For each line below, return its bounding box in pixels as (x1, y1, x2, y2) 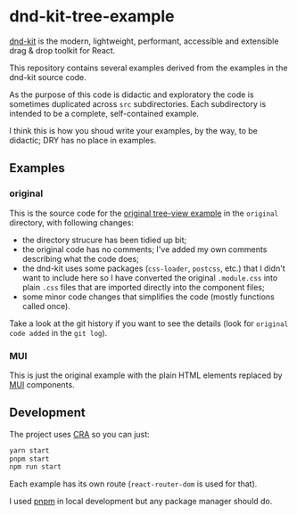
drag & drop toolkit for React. (9, 45, 116, 55)
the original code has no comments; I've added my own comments (21, 243, 268, 255)
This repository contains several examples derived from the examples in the (9, 62, 288, 73)
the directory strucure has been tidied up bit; (21, 234, 187, 245)
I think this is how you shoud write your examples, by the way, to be (9, 125, 259, 135)
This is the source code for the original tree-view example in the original (9, 208, 279, 218)
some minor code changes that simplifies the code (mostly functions (21, 291, 275, 302)
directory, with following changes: (9, 217, 134, 228)
